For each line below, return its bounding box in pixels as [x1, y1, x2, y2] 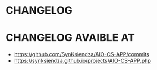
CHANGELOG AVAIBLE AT [5, 31, 135, 45]
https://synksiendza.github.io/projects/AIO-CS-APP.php [14, 57, 151, 65]
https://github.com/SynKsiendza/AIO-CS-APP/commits [14, 51, 149, 58]
